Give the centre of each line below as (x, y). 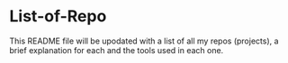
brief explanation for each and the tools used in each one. (117, 50)
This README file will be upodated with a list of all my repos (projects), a (144, 41)
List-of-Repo (58, 16)
